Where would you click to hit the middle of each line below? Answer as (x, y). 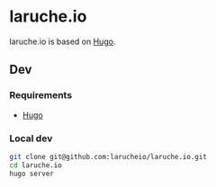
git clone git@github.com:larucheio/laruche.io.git (108, 156)
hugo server (31, 174)
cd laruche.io (36, 165)
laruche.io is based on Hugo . (63, 41)
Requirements (41, 95)
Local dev (31, 138)
